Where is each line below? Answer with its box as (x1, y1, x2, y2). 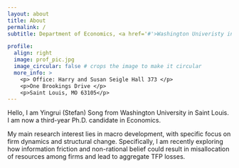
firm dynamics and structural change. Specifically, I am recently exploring (7, 138, 223, 146)
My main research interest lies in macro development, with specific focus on (7, 130, 231, 138)
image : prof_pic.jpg (14, 56, 75, 64)
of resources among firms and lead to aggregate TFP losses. (7, 152, 186, 161)
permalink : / (7, 23, 46, 30)
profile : (7, 43, 33, 50)
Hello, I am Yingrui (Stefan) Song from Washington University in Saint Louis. (7, 108, 230, 117)
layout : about (7, 10, 50, 18)
